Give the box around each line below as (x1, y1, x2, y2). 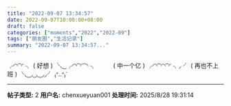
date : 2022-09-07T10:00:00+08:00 (7, 16, 103, 23)
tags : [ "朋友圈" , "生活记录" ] (7, 36, 84, 42)
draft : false (7, 23, 45, 29)
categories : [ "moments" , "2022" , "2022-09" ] (7, 29, 131, 36)
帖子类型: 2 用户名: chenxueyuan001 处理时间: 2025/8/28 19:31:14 (7, 91, 195, 99)
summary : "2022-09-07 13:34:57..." (7, 42, 109, 49)
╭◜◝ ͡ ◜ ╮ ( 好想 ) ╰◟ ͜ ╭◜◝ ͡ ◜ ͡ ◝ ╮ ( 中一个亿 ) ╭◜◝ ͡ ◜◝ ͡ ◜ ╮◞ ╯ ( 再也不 (7, 62, 213, 69)
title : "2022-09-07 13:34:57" (7, 10, 94, 17)
